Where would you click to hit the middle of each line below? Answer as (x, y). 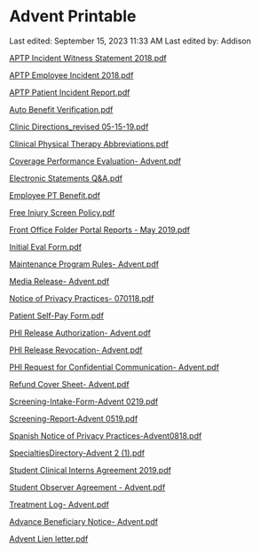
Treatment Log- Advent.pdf (59, 504)
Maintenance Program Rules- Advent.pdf (84, 264)
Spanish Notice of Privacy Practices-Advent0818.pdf (106, 435)
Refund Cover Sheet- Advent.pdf (70, 384)
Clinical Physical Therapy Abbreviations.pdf (89, 144)
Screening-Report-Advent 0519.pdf (74, 418)
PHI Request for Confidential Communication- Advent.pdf (114, 367)
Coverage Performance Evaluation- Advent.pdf (95, 160)
